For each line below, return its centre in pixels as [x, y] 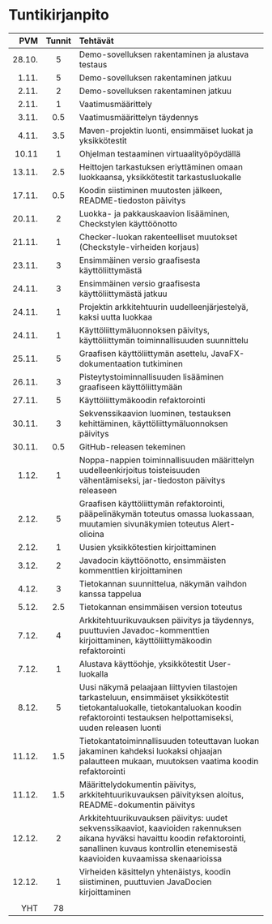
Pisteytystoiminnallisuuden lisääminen [151, 376]
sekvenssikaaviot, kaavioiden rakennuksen [160, 827]
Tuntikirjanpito [59, 15]
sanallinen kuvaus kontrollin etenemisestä [158, 848]
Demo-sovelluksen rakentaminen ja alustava [164, 54]
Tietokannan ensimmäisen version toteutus [161, 607]
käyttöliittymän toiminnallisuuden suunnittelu [164, 340]
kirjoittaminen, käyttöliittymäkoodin [145, 640]
